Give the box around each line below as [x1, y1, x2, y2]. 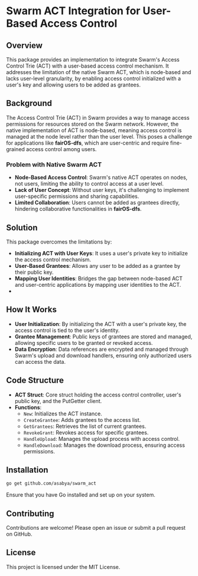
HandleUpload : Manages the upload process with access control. [23, 435, 180, 442]
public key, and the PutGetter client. [14, 397, 102, 404]
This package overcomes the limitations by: [6, 238, 112, 245]
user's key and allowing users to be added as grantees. [6, 81, 141, 88]
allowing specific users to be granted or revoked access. [14, 339, 153, 346]
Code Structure [6, 375, 64, 386]
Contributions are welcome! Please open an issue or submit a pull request [6, 524, 186, 532]
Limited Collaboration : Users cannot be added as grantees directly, [14, 199, 180, 206]
